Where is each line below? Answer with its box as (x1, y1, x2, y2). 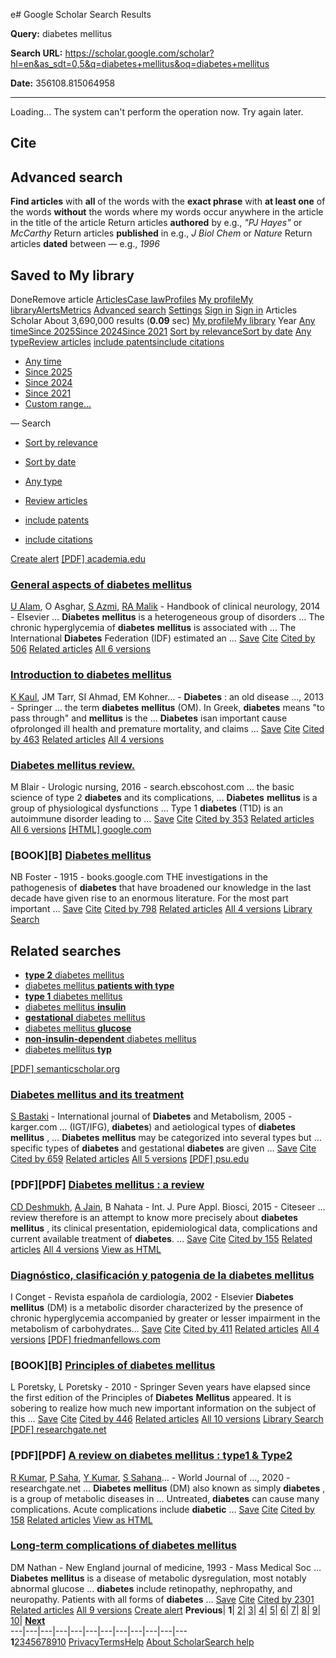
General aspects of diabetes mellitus (10, 577, 193, 591)
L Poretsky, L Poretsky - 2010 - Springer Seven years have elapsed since (10, 1381, 311, 1393)
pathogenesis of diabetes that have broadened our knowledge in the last (10, 882, 312, 894)
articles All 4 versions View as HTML (10, 1243, 162, 1255)
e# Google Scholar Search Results (10, 9, 152, 20)
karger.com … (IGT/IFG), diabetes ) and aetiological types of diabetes (10, 1121, 296, 1133)
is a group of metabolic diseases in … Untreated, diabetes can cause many (10, 1492, 320, 1504)
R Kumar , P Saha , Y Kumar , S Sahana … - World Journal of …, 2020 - (10, 1471, 291, 1483)
